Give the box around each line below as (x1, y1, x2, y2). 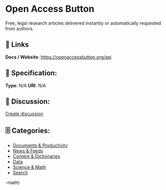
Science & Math (12, 164, 46, 171)
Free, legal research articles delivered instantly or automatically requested (5, 20, 161, 26)
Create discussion (5, 111, 43, 117)
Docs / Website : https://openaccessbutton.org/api (5, 54, 111, 60)
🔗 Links (5, 40, 29, 49)
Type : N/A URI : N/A (5, 82, 46, 89)
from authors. (5, 25, 34, 31)
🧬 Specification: (5, 69, 57, 77)
